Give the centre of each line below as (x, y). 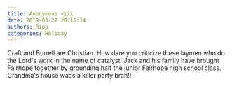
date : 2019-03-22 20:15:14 (47, 20)
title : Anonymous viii (40, 14)
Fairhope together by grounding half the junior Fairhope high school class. (115, 68)
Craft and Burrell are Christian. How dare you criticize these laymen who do (116, 53)
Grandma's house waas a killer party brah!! (69, 76)
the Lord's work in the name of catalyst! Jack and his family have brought (113, 61)
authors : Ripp (28, 27)
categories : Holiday (37, 33)
